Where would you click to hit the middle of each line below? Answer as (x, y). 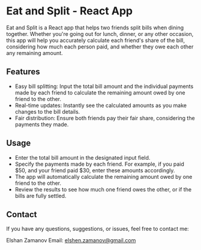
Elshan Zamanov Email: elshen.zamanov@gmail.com (71, 240)
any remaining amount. (34, 53)
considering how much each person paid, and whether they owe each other (100, 47)
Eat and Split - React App (70, 11)
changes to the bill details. (47, 111)
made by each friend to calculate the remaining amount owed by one (100, 92)
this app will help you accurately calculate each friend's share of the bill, (96, 40)
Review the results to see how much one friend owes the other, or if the (103, 189)
